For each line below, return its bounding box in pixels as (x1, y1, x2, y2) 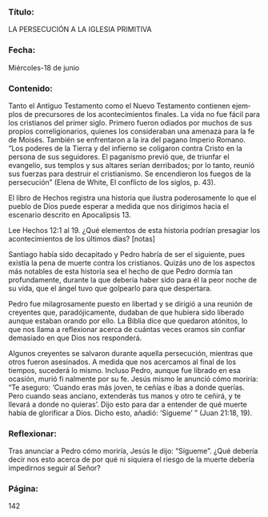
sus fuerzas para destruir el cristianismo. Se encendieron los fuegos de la (8, 169, 252, 178)
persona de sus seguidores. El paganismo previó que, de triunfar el (8, 151, 230, 162)
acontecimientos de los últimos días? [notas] (8, 234, 156, 243)
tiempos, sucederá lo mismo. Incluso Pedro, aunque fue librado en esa (8, 365, 242, 375)
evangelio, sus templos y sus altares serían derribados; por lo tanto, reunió (8, 160, 255, 170)
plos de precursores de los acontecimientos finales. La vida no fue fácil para (8, 109, 260, 118)
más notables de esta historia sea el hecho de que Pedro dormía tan (8, 267, 234, 276)
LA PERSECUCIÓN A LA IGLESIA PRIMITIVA (8, 25, 152, 34)
